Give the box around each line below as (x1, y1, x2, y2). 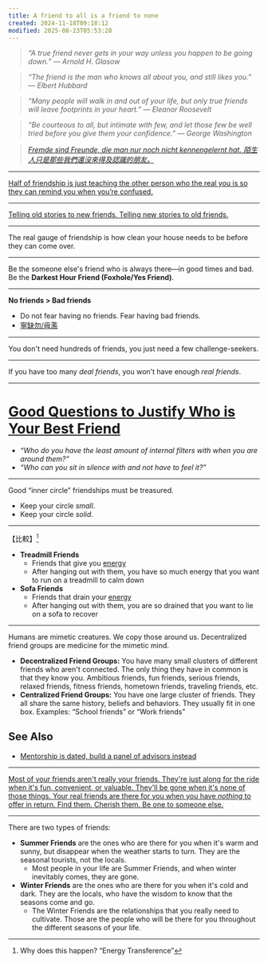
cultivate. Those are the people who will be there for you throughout (31, 914, 256, 924)
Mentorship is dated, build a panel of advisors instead (19, 751, 197, 760)
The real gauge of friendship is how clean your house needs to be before (8, 233, 249, 243)
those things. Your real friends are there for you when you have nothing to (8, 791, 251, 800)
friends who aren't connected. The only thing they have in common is (19, 664, 249, 674)
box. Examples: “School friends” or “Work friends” (19, 707, 186, 716)
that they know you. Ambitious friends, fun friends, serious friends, (19, 673, 241, 682)
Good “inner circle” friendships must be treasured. (8, 486, 174, 495)
